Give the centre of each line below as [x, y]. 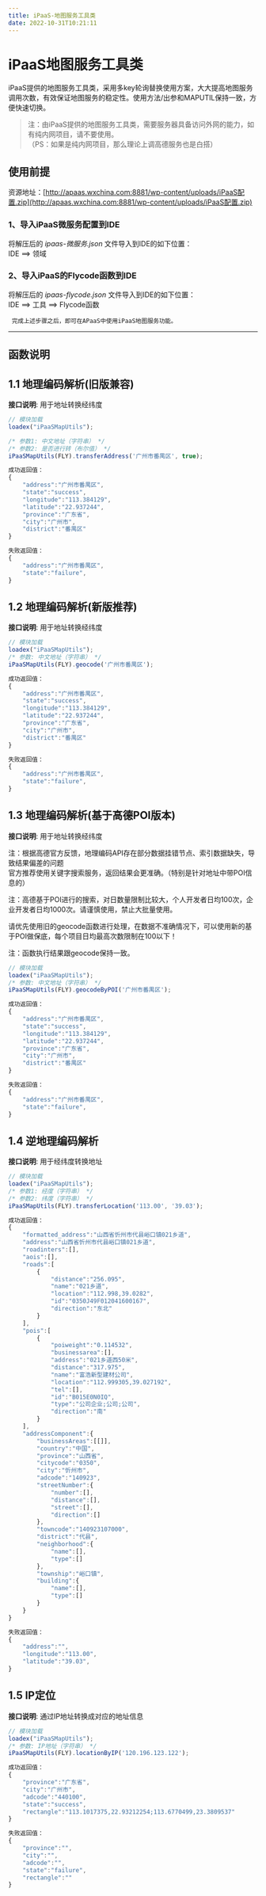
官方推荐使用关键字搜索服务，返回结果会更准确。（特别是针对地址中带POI [127, 873]
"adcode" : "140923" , [69, 1478]
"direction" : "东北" [81, 1309]
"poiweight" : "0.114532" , [91, 1346]
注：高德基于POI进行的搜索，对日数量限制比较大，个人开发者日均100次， [127, 899]
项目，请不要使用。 [87, 135]
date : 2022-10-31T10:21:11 [53, 23]
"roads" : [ [39, 1264]
